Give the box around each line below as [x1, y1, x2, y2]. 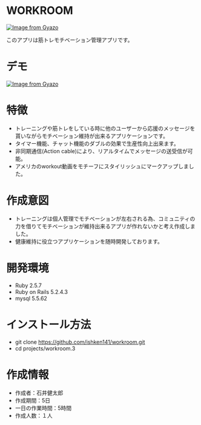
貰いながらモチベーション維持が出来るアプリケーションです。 [15, 132, 168, 140]
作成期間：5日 [15, 396, 51, 404]
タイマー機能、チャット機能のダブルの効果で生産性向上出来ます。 [15, 140, 180, 147]
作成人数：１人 [15, 412, 53, 419]
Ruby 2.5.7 [15, 282, 42, 289]
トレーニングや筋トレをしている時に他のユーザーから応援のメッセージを [15, 124, 196, 132]
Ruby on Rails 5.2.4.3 [15, 288, 68, 295]
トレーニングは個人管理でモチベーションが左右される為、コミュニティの [15, 215, 196, 222]
